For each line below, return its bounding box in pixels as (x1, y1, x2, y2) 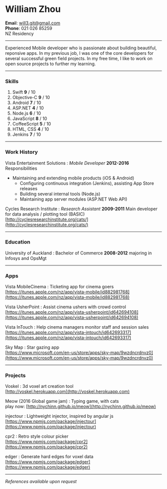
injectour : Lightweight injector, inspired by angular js (5, 413, 114, 419)
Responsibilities (5, 165, 37, 171)
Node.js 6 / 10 (12, 111, 41, 117)
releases (19, 185, 38, 191)
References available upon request (5, 479, 77, 485)
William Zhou (5, 3, 61, 15)
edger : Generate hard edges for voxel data (5, 454, 93, 460)
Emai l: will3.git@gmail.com (5, 20, 61, 26)
